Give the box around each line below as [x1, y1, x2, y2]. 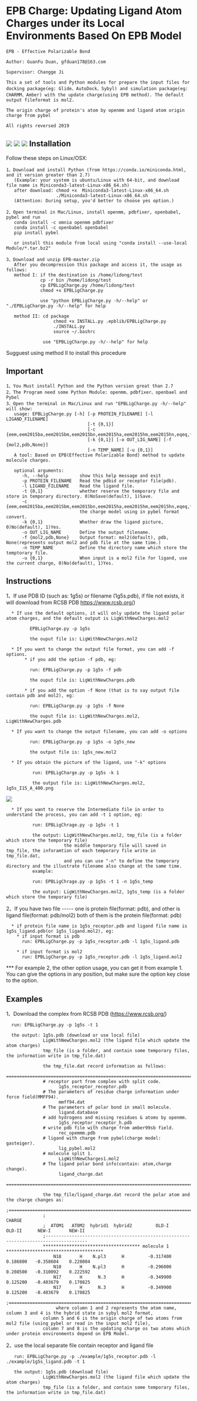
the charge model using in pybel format [79, 509, 180, 515]
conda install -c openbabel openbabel [13, 225, 109, 231]
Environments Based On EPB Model [6, 29, 182, 42]
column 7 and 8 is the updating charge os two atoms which [43, 1326, 191, 1332]
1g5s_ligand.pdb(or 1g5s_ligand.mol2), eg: [6, 928, 114, 935]
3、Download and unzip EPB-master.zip [6, 256, 100, 262]
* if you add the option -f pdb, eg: [24, 657, 117, 663]
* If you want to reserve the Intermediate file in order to [11, 807, 164, 813]
